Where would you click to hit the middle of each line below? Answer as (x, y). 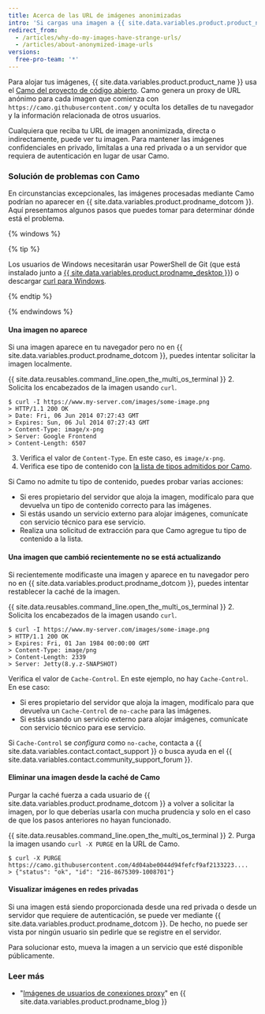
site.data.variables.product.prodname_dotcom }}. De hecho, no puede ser (128, 923)
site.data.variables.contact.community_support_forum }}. (101, 759)
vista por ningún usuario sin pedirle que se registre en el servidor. (115, 932)
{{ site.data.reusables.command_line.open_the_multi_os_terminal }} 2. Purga (132, 835)
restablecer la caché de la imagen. (64, 591)
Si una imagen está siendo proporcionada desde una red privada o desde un (132, 907)
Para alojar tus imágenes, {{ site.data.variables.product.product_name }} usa (133, 82)
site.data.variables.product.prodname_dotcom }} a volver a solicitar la (121, 803)
